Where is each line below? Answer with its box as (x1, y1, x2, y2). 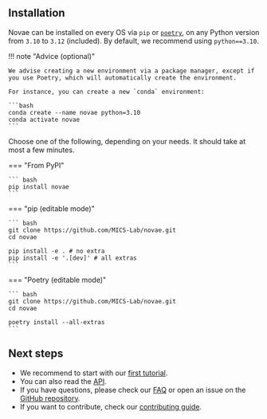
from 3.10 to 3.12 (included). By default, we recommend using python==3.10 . (8, 36, 259, 45)
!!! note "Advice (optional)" (8, 51, 96, 61)
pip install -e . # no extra (8, 247, 105, 255)
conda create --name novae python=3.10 (8, 108, 141, 116)
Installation (8, 6, 65, 20)
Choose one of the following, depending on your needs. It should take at (8, 136, 246, 146)
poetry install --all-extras (8, 318, 105, 326)
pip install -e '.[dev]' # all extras (8, 254, 137, 262)
